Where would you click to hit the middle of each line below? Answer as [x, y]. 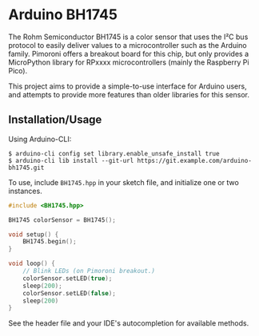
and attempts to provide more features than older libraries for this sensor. [129, 94]
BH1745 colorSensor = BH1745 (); [62, 220]
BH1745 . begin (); [50, 242]
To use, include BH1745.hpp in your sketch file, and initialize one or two [124, 182]
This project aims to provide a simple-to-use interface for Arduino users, [128, 86]
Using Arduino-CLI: [40, 139]
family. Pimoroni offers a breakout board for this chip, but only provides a [129, 53]
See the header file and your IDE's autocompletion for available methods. [129, 323]
